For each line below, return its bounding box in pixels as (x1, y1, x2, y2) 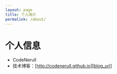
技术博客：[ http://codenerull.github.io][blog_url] (12, 63, 112, 69)
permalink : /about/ (5, 17, 46, 22)
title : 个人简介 (5, 12, 36, 17)
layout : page (5, 7, 33, 13)
